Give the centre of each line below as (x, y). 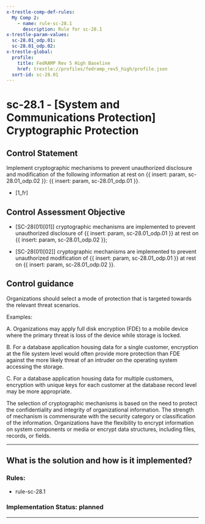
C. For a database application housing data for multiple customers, (90, 378)
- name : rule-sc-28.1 (45, 23)
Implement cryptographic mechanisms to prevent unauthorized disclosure (99, 168)
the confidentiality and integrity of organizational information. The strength (100, 410)
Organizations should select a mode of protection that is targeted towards (99, 298)
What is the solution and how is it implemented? (99, 461)
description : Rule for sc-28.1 (62, 29)
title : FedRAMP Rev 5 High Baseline (64, 63)
